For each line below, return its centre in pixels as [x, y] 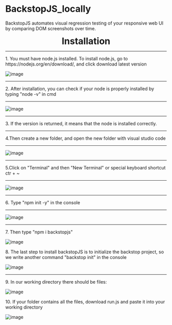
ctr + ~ [13, 173]
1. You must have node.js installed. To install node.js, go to [67, 58]
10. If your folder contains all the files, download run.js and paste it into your [85, 301]
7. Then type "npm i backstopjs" [39, 232]
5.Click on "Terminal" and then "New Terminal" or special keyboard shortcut [85, 167]
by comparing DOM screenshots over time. [51, 28]
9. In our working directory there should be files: [56, 281]
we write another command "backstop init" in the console [66, 257]
